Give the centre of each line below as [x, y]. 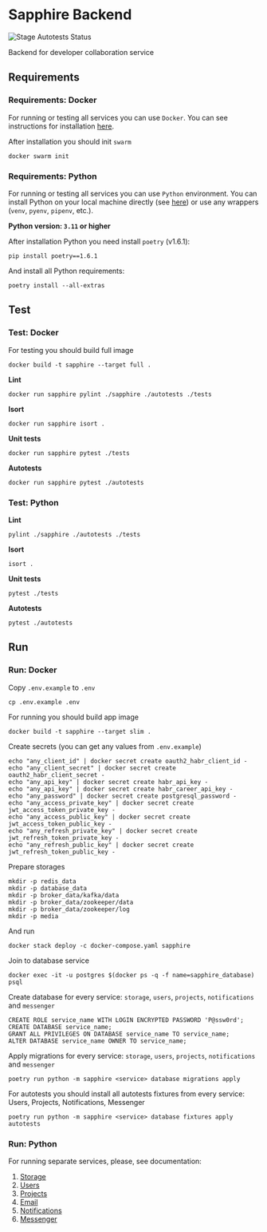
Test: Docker [33, 333]
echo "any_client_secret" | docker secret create [92, 768]
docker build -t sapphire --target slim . [80, 731]
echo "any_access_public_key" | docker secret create [100, 817]
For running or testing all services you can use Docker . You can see [118, 117]
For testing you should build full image [71, 350]
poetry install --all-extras [57, 285]
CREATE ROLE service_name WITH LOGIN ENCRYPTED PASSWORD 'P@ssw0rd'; [126, 1020]
